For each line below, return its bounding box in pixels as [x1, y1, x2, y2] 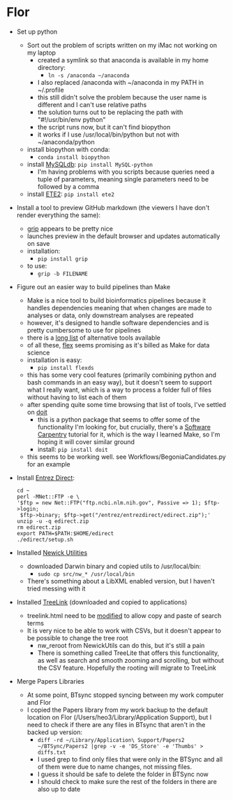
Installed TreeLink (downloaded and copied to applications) [16, 598, 188, 606]
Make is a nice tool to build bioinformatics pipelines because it [27, 296, 206, 305]
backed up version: [27, 728, 83, 736]
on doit [27, 408, 48, 416]
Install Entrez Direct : [16, 474, 75, 482]
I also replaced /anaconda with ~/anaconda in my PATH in [37, 78, 204, 86]
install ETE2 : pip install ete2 [27, 190, 114, 198]
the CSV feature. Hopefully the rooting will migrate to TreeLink [37, 663, 217, 672]
